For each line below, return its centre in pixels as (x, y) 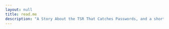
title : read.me (21, 14)
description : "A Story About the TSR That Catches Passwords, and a (78, 19)
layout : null (19, 10)
